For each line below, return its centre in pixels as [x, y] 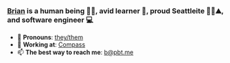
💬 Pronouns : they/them [50, 38]
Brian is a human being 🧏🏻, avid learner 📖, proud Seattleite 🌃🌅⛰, [115, 11]
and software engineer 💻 [50, 20]
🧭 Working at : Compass [51, 45]
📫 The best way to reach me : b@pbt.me [75, 52]
